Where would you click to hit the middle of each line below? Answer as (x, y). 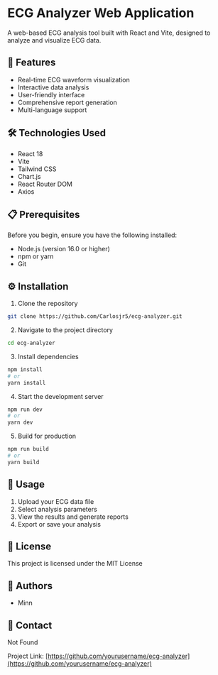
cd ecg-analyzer (31, 343)
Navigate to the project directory (65, 330)
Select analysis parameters (57, 509)
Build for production (47, 436)
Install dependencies (48, 356)
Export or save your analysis (59, 524)
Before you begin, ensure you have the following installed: (92, 235)
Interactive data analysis (53, 87)
